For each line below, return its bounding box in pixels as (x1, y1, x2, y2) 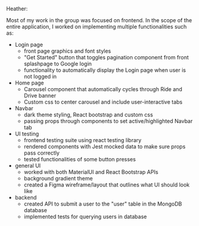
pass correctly (23, 149, 60, 156)
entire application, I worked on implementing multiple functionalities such (6, 23, 187, 30)
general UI (14, 162, 41, 169)
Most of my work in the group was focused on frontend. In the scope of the (6, 17, 192, 23)
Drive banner (23, 92, 56, 99)
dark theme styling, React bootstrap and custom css (23, 111, 153, 118)
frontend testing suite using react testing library (23, 137, 142, 143)
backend (14, 194, 37, 201)
